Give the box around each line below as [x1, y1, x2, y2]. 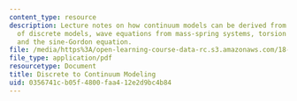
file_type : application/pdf [9, 54, 113, 62]
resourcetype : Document [9, 62, 97, 71]
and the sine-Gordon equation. [17, 37, 133, 47]
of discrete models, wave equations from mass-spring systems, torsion [17, 29, 287, 38]
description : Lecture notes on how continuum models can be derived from [9, 21, 287, 30]
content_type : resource [9, 12, 97, 22]
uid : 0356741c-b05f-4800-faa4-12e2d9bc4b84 [9, 78, 172, 87]
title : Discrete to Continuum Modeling [9, 70, 156, 79]
